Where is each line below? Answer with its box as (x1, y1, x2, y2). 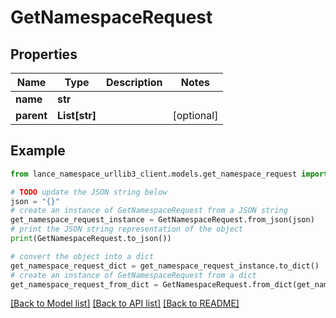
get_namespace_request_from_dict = (10, 279, 159, 290)
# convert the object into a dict (10, 251, 155, 261)
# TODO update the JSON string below (10, 187, 168, 197)
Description (106, 76, 163, 89)
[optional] (172, 109, 219, 122)
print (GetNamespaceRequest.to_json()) (10, 234, 172, 244)
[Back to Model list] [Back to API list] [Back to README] (10, 297, 240, 310)
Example (10, 142, 66, 160)
